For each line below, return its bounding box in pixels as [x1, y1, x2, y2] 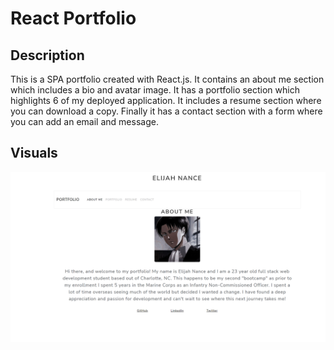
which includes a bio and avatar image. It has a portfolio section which [10, 84, 300, 96]
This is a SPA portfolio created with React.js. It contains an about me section [10, 73, 325, 85]
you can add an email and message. [10, 116, 159, 127]
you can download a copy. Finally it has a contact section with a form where [10, 105, 323, 117]
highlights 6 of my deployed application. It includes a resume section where [10, 95, 322, 106]
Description [10, 47, 85, 64]
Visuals [10, 145, 58, 162]
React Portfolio [10, 7, 137, 30]
